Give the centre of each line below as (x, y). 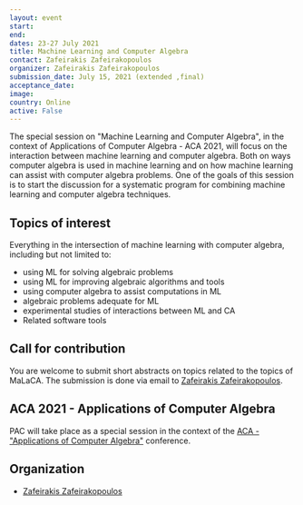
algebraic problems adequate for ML (91, 302)
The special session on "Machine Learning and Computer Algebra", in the (147, 136)
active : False (36, 111)
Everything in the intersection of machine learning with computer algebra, (147, 245)
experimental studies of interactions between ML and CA (129, 311)
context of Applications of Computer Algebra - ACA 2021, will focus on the (148, 146)
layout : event (36, 18)
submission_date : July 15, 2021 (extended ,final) (107, 77)
